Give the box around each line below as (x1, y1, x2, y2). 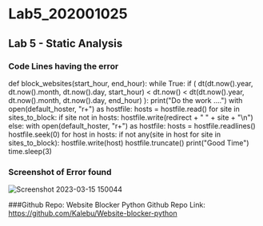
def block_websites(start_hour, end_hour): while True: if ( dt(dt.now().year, (8, 78, 253, 88)
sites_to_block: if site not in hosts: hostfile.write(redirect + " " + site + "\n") (8, 113, 253, 122)
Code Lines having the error (8, 61, 119, 72)
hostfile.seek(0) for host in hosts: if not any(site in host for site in (8, 129, 221, 139)
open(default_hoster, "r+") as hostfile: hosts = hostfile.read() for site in (8, 104, 240, 113)
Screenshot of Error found (8, 166, 112, 177)
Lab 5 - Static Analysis (8, 37, 123, 50)
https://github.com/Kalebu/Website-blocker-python (8, 208, 177, 218)
